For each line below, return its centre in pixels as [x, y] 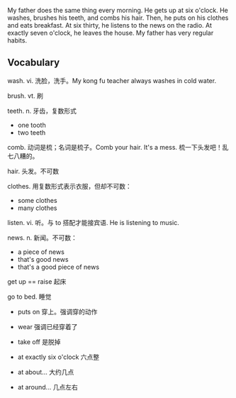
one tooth [32, 125]
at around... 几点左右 [47, 387]
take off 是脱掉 [39, 342]
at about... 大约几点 [46, 372]
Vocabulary [34, 63]
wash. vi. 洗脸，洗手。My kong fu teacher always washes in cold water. [112, 80]
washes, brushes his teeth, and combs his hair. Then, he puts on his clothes [118, 18]
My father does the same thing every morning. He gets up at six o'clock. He [118, 10]
